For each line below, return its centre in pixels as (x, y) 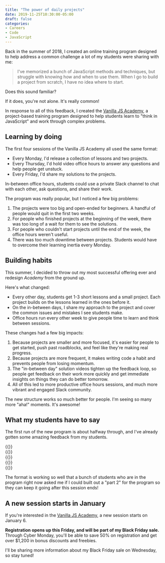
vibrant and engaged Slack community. (52, 389)
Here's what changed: (28, 287)
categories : (17, 23)
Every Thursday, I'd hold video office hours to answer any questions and (86, 163)
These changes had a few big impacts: (44, 332)
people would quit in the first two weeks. (53, 213)
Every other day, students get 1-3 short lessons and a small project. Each (86, 297)
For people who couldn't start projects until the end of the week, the (81, 229)
